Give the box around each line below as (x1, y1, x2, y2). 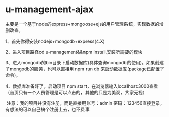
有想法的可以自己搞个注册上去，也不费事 (5, 106, 90, 112)
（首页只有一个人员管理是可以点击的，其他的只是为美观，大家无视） (5, 89, 147, 95)
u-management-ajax (5, 4, 94, 15)
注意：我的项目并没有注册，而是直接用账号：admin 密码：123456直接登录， (6, 100, 165, 106)
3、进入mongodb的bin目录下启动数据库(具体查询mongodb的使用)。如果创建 (5, 59, 164, 65)
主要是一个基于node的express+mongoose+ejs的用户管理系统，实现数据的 (5, 21, 159, 27)
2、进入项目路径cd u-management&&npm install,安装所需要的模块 (5, 49, 143, 55)
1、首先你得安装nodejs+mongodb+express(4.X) (5, 38, 105, 44)
